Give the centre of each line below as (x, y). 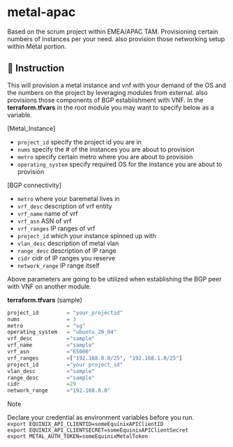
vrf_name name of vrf (47, 213)
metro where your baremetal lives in (68, 198)
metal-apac (42, 12)
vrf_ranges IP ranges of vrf (56, 228)
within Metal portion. (37, 46)
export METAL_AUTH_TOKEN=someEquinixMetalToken (78, 437)
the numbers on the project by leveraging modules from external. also (107, 92)
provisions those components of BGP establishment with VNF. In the (105, 100)
